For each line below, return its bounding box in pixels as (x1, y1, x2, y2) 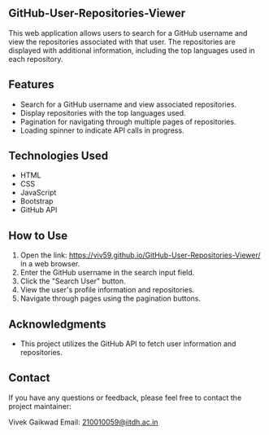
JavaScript (20, 187, 57, 198)
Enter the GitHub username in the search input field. (20, 268, 195, 278)
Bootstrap (20, 196, 54, 206)
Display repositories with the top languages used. (20, 108, 186, 117)
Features (8, 77, 54, 92)
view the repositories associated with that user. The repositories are (8, 37, 236, 46)
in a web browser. (20, 259, 80, 269)
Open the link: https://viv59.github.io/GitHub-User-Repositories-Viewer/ (20, 250, 262, 260)
